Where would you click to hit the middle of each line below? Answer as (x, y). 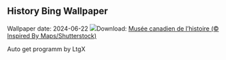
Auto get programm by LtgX (46, 49)
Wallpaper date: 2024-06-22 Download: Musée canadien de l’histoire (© (113, 28)
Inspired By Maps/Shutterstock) (52, 35)
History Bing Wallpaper (58, 11)
